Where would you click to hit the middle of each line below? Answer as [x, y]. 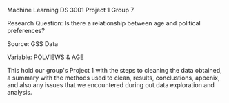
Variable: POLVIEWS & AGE [46, 57]
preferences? [26, 31]
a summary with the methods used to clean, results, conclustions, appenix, [113, 78]
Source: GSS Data [33, 44]
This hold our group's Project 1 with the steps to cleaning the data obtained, [114, 70]
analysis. [20, 92]
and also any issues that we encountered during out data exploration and [111, 85]
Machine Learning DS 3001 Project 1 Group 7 [71, 10]
